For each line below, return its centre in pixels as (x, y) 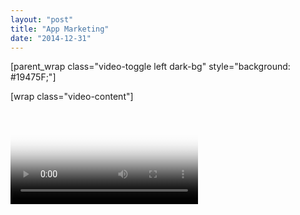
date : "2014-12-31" (51, 38)
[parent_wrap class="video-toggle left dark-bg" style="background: (150, 67)
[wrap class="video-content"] (72, 97)
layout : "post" (42, 19)
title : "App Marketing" (60, 29)
